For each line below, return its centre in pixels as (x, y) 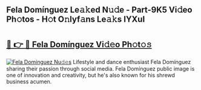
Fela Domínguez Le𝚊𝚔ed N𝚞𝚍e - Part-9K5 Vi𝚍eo (99, 10)
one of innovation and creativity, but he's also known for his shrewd (91, 75)
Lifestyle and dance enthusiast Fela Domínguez (132, 62)
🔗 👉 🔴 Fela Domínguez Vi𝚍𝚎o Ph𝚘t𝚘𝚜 (79, 44)
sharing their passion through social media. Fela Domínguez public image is (100, 69)
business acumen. (29, 82)
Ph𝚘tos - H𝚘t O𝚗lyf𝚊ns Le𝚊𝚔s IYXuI (76, 20)
